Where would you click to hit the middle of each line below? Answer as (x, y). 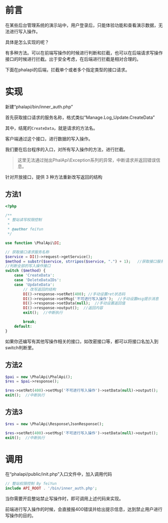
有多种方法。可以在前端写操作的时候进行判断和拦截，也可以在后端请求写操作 (84, 53)
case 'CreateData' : (34, 276)
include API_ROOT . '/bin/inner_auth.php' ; (51, 488)
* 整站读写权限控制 (24, 220)
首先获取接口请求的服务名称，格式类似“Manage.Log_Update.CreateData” (80, 117)
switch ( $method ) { (25, 271)
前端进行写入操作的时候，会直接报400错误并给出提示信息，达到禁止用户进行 (84, 509)
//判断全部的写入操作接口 (28, 266)
